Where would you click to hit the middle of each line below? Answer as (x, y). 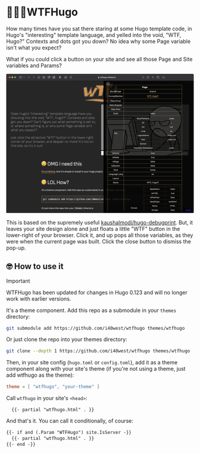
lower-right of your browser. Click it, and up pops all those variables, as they (100, 235)
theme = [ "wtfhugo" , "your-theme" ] (53, 387)
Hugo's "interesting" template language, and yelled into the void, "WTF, (94, 35)
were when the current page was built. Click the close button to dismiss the (99, 241)
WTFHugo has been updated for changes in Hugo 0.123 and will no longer (97, 292)
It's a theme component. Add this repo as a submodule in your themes (91, 310)
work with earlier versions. (39, 299)
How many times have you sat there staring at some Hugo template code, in (99, 29)
